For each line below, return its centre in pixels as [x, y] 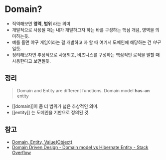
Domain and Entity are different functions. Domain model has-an [83, 90]
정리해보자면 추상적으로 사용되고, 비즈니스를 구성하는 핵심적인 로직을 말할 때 [86, 55]
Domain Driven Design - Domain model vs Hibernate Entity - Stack [80, 147]
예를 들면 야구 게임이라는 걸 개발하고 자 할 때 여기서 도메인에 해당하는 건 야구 [86, 42]
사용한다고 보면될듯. [31, 61]
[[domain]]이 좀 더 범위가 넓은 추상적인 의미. [55, 106]
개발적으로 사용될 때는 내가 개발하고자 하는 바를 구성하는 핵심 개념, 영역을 [83, 30]
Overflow [21, 153]
